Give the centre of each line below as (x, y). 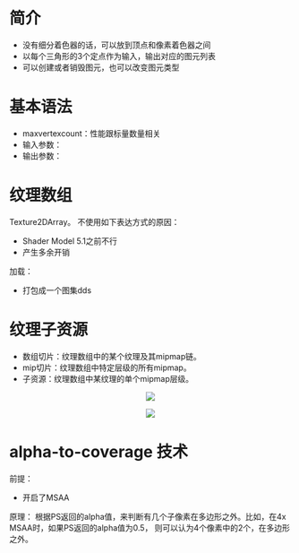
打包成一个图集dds (57, 290)
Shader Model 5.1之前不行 (70, 241)
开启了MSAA (46, 497)
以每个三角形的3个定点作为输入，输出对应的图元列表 (119, 56)
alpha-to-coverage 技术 (98, 451)
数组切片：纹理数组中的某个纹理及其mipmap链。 (111, 356)
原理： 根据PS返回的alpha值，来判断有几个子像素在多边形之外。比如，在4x (148, 516)
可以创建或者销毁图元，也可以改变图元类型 (101, 67)
